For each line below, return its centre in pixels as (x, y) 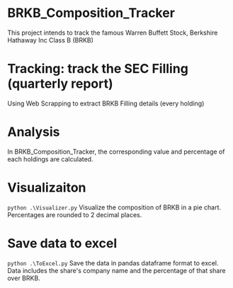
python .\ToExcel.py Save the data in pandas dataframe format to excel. (113, 263)
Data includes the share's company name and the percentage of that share (116, 270)
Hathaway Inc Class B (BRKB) (51, 40)
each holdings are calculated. (50, 159)
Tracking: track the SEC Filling (98, 69)
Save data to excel (62, 243)
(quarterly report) (60, 84)
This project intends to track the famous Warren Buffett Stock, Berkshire (113, 33)
